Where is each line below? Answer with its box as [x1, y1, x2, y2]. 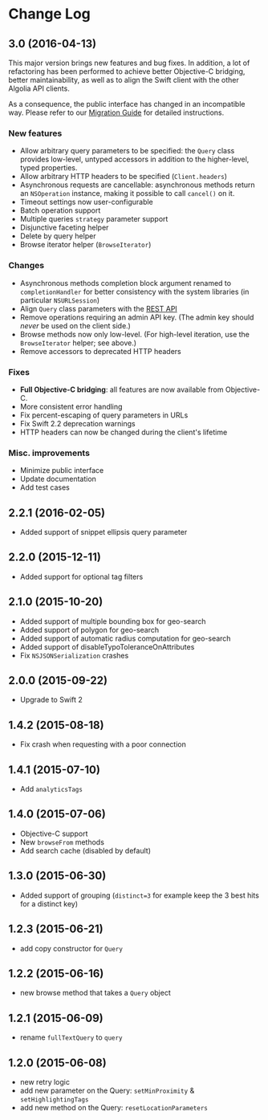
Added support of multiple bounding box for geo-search [19, 616, 206, 626]
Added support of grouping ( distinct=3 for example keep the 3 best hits [19, 890, 259, 900]
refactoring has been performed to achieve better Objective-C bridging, [8, 67, 246, 76]
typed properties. [19, 163, 78, 173]
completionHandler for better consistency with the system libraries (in [19, 287, 250, 296]
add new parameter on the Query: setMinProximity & [19, 1085, 195, 1095]
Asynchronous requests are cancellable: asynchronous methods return [19, 180, 255, 189]
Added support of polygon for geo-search [19, 625, 160, 634]
